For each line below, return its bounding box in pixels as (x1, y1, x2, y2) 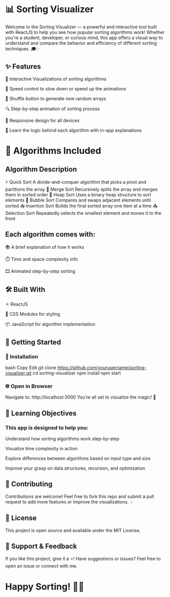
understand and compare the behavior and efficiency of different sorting (5, 40, 157, 46)
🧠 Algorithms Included (5, 145, 101, 156)
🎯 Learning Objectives (5, 409, 77, 417)
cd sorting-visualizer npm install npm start (32, 370, 121, 376)
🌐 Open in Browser (5, 382, 53, 389)
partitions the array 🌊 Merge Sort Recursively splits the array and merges (5, 186, 158, 192)
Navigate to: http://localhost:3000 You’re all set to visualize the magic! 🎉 (5, 394, 156, 401)
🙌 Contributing (5, 480, 53, 488)
